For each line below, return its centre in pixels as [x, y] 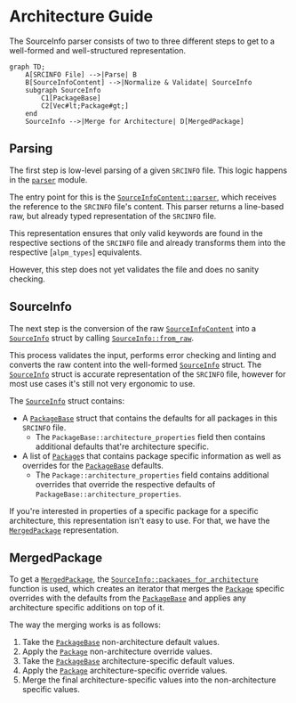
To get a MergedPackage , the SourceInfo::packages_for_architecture [134, 579]
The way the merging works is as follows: [85, 625]
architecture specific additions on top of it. [87, 608]
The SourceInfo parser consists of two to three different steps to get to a [142, 41]
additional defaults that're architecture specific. [122, 446]
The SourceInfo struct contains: [67, 401]
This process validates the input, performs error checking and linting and [143, 355]
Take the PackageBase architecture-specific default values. [128, 661]
